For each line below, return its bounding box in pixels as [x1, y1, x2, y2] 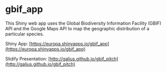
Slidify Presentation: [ [5, 55, 50, 61]
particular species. [5, 31, 44, 37]
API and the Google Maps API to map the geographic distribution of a [5, 25, 149, 31]
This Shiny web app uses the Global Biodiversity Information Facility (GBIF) [5, 20, 161, 26]
